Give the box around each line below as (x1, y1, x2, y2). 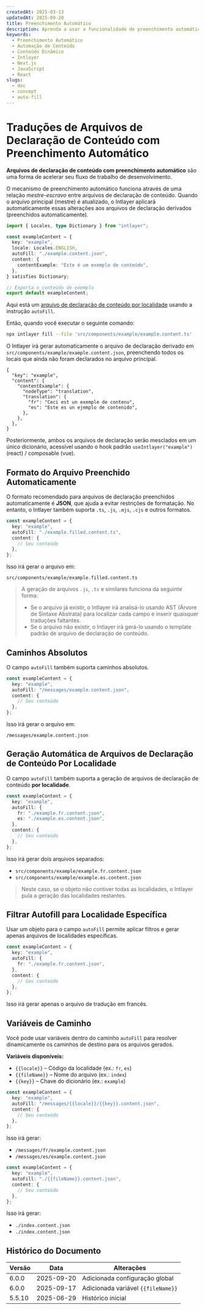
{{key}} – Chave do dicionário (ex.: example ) (15, 1077, 126, 1085)
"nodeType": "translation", (22, 388, 95, 395)
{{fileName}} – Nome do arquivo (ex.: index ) (15, 1071, 127, 1079)
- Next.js (12, 60, 37, 66)
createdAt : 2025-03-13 (6, 9, 64, 15)
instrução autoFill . (6, 308, 55, 315)
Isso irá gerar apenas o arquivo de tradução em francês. (6, 1000, 148, 1008)
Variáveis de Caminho (6, 1018, 92, 1028)
